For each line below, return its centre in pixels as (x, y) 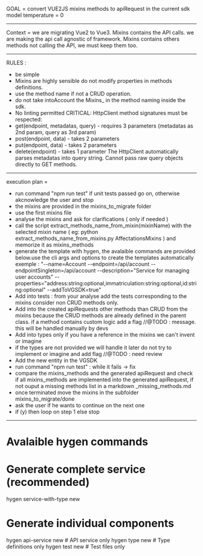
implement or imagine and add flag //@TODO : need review (89, 354)
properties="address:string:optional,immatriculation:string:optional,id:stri (106, 283)
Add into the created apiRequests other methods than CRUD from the (101, 309)
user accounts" (34, 277)
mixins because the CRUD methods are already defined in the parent (101, 315)
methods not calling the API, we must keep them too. (72, 45)
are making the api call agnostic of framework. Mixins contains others (93, 39)
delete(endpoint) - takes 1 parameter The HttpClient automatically (97, 151)
